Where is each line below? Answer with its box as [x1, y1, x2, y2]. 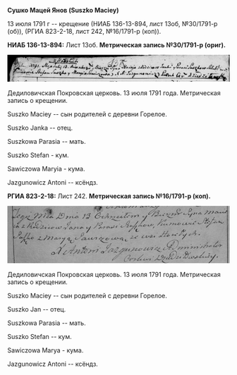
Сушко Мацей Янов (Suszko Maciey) [7, 6, 119, 14]
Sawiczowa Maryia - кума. [7, 164, 85, 173]
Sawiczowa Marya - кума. [7, 345, 84, 355]
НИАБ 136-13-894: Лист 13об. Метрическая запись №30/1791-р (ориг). [7, 41, 226, 49]
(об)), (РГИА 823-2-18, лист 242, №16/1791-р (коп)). [7, 27, 162, 35]
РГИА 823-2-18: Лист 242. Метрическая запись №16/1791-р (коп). [7, 192, 211, 200]
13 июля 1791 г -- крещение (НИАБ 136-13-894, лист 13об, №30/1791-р [7, 20, 218, 27]
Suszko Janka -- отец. [7, 123, 73, 132]
